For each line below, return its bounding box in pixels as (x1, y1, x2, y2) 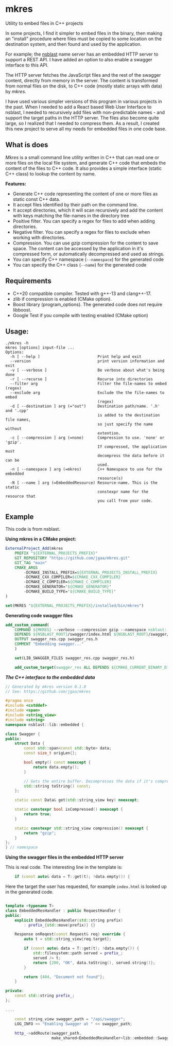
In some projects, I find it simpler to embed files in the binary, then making (5, 30, 163, 36)
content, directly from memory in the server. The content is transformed (5, 77, 158, 83)
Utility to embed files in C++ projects (5, 20, 83, 26)
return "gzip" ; (24, 830, 57, 835)
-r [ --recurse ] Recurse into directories (10, 377, 153, 382)
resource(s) (97, 476, 124, 481)
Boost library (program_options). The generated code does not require (12, 301, 163, 307)
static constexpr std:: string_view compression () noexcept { (14, 826, 148, 831)
